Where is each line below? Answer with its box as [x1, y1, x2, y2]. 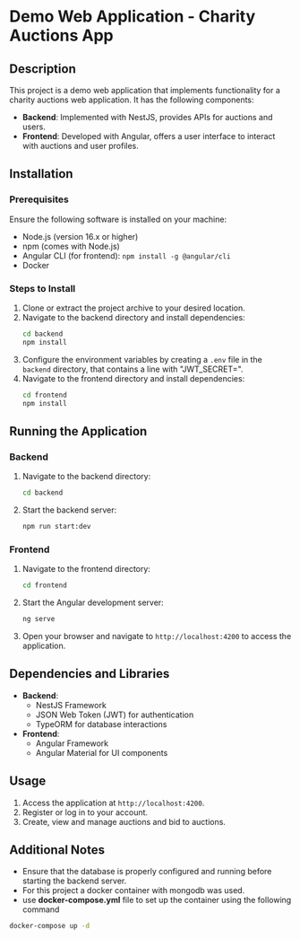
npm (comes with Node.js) [21, 241, 121, 251]
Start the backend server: [21, 505, 117, 515]
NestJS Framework [35, 699, 107, 710]
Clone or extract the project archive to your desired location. [21, 303, 245, 313]
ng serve [21, 615, 56, 624]
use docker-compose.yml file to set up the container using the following [21, 895, 292, 906]
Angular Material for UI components [35, 747, 168, 758]
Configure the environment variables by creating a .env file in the [21, 354, 262, 364]
